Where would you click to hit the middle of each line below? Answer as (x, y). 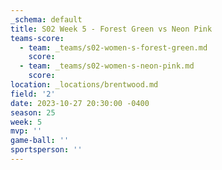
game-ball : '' (40, 141)
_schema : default (46, 19)
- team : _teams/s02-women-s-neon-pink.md (107, 66)
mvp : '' (26, 131)
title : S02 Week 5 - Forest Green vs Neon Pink (111, 29)
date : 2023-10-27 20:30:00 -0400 (80, 103)
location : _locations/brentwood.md (84, 85)
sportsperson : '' (46, 150)
